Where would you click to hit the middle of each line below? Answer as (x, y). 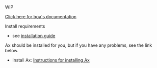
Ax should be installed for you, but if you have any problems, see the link (78, 45)
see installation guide (34, 36)
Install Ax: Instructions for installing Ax (51, 60)
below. (12, 51)
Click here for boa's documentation (41, 17)
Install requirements (25, 26)
